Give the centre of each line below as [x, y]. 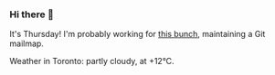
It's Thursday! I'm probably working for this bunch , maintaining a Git [137, 34]
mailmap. [26, 43]
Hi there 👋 [32, 14]
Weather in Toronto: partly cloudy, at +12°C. [92, 61]
